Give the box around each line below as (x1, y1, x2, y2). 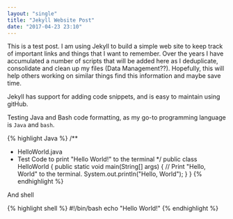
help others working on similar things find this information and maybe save (7, 72, 221, 80)
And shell (7, 190, 35, 199)
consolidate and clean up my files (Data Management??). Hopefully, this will (7, 64, 225, 73)
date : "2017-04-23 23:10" (7, 23, 82, 30)
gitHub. (7, 100, 29, 108)
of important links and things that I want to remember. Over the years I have (7, 49, 224, 58)
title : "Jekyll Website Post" (7, 17, 95, 24)
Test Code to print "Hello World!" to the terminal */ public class (17, 155, 198, 163)
